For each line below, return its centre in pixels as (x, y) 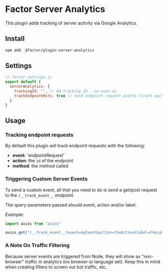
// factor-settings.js (29, 77)
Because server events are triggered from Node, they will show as (73, 256)
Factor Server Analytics (55, 9)
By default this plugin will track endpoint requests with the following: (75, 146)
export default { (23, 82)
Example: (15, 214)
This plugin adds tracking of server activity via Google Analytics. (71, 23)
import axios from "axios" (33, 224)
